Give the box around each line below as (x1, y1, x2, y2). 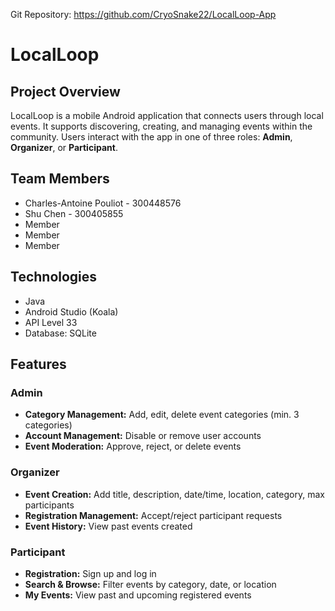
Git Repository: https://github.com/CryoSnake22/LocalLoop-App (10, 9, 277, 20)
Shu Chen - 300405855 (24, 207, 124, 219)
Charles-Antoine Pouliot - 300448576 (24, 197, 182, 209)
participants (24, 499, 75, 511)
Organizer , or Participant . (10, 142, 118, 153)
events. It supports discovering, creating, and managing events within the (10, 120, 313, 132)
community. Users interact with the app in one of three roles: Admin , (10, 131, 293, 143)
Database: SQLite (24, 327, 97, 339)
